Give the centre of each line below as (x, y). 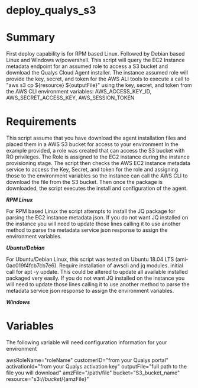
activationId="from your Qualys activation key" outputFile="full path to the (97, 366)
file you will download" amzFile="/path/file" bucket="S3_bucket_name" (93, 373)
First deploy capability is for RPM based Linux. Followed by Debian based (95, 54)
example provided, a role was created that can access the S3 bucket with (95, 151)
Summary (30, 38)
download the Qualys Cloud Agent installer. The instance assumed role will (97, 73)
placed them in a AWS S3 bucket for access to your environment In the (92, 144)
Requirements (41, 122)
